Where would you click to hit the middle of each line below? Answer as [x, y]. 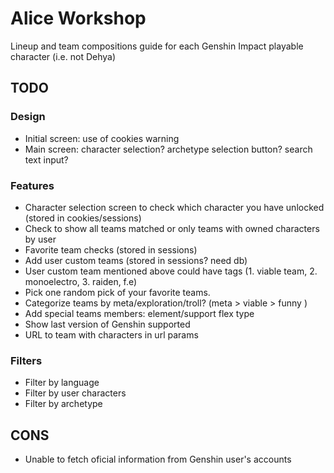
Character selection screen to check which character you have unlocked [174, 207]
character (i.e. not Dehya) [63, 56]
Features [32, 185]
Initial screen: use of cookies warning [102, 138]
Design [28, 117]
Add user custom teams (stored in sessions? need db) [136, 260]
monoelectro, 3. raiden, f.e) [81, 281]
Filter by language [62, 383]
